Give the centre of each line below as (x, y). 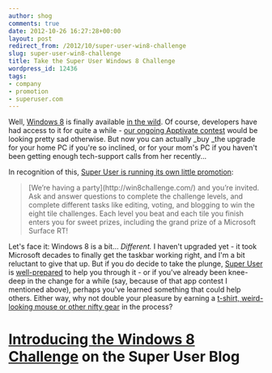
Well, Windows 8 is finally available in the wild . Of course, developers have (133, 122)
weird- (253, 298)
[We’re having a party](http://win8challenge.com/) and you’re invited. (144, 188)
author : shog (30, 16)
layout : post (30, 39)
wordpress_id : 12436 (43, 69)
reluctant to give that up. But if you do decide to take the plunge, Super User (136, 264)
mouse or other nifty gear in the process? (104, 307)
